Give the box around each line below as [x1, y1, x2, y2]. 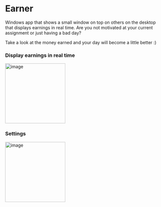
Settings [5, 130, 26, 137]
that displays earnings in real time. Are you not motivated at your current [5, 24, 153, 30]
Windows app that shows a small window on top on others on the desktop [5, 19, 156, 25]
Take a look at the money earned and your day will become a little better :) [5, 39, 157, 45]
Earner [5, 3, 34, 14]
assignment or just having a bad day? [5, 30, 82, 36]
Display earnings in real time [5, 52, 75, 58]
